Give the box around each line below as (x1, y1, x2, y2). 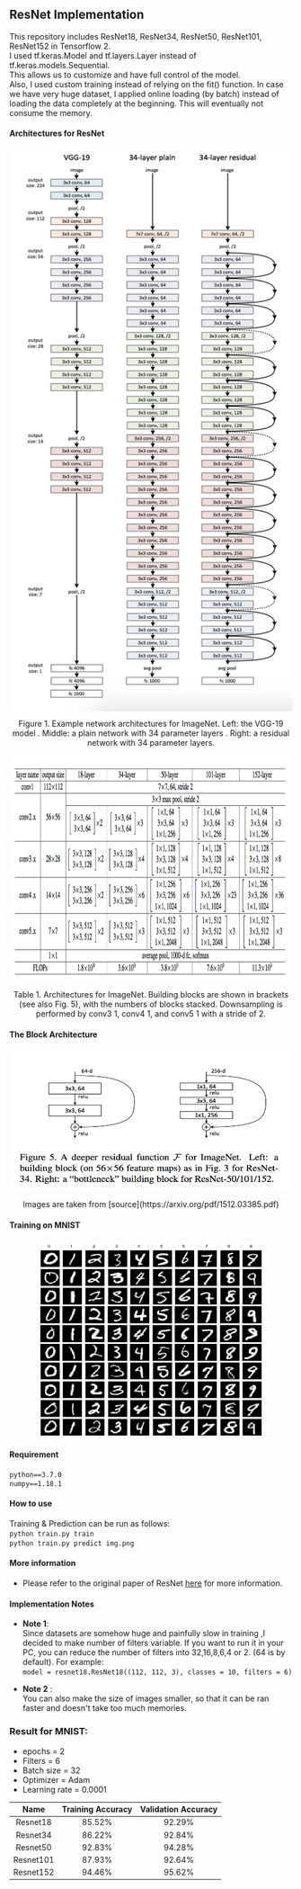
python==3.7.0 (9, 1470, 63, 1479)
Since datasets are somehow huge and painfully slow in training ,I (22, 1628, 266, 1639)
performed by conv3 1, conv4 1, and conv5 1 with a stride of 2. (35, 1008, 267, 1019)
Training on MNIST (9, 1219, 81, 1231)
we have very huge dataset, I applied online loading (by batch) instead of (9, 88, 280, 99)
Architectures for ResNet (9, 128, 105, 139)
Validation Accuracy (139, 1804, 218, 1815)
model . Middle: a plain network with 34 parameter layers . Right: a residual (12, 728, 290, 739)
